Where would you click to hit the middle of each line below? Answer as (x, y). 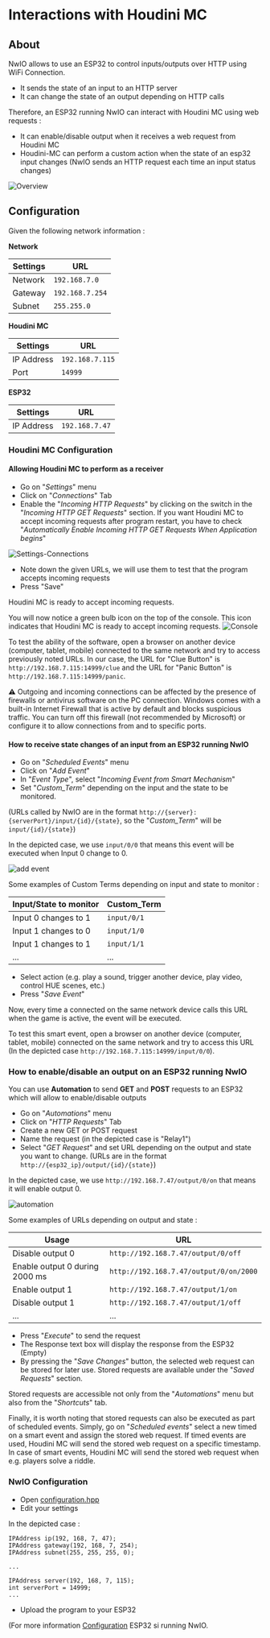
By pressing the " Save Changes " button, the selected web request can (137, 1361)
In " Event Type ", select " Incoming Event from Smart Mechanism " (127, 779)
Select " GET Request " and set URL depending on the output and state (135, 1148)
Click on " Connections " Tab (66, 495)
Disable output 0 (43, 1253)
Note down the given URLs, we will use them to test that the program (134, 569)
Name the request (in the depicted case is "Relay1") (105, 1139)
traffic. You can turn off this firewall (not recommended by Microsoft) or (127, 717)
